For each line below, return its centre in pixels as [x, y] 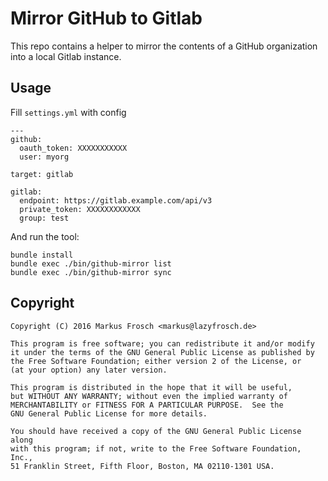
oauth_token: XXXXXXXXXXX [73, 148]
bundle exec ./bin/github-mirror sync [91, 272]
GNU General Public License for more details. [109, 413]
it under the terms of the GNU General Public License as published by [162, 352]
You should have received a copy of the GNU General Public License [156, 431]
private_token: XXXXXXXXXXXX [80, 209]
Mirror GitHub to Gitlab [106, 18]
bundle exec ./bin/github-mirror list [91, 263]
